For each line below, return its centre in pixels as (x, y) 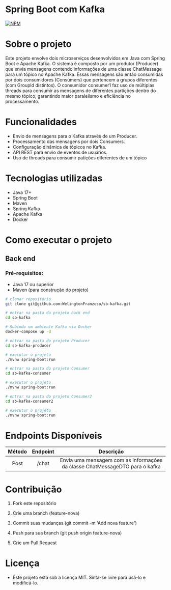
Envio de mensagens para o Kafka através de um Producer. (75, 136)
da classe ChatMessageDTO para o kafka (111, 467)
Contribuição (34, 489)
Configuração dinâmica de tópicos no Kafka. (60, 147)
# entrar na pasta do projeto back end (48, 313)
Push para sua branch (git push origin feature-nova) (67, 533)
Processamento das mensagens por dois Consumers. (69, 142)
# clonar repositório (28, 299)
